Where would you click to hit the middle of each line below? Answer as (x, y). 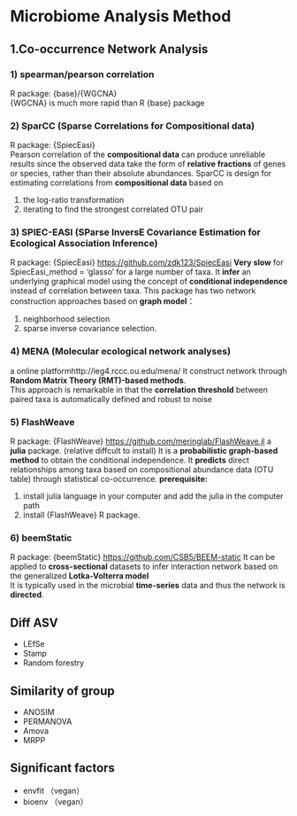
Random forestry (53, 663)
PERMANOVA (47, 721)
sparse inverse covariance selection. (90, 329)
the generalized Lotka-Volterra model (80, 576)
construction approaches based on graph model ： (103, 301)
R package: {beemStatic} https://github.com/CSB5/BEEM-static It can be (143, 557)
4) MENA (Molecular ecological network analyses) (121, 352)
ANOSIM (39, 711)
